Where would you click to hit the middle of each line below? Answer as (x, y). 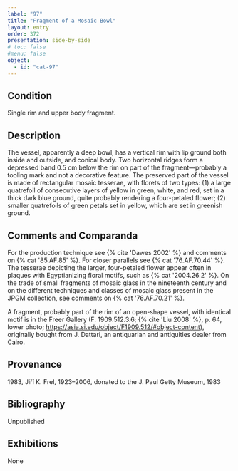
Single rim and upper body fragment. (62, 113)
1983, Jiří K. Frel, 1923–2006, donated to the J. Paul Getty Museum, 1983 (114, 381)
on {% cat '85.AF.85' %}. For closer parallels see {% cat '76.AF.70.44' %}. (117, 260)
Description (34, 135)
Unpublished (26, 421)
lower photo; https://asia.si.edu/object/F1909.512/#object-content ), (106, 327)
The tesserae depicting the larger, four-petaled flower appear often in (109, 268)
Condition (30, 96)
